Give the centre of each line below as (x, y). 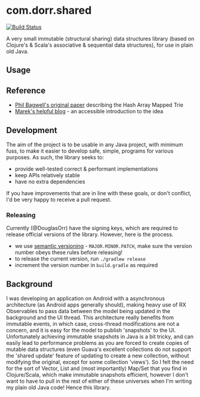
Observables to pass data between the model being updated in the (88, 311)
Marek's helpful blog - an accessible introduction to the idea (89, 111)
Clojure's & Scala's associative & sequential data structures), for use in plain (99, 45)
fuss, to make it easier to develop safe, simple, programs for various (90, 151)
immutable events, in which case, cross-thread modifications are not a (93, 324)
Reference (26, 90)
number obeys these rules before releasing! (68, 253)
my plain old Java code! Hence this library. (59, 387)
